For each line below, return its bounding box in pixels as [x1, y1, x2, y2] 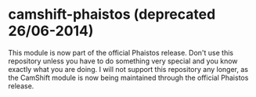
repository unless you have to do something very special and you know [8, 56, 238, 66]
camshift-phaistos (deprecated [8, 5, 216, 23]
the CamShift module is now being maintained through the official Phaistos [8, 73, 249, 82]
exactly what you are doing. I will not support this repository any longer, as [8, 64, 249, 74]
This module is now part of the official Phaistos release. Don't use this [8, 48, 233, 57]
